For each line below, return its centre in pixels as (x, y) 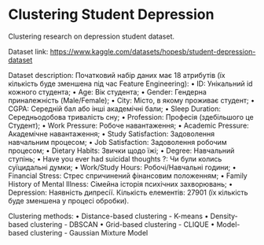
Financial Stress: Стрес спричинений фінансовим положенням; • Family (128, 176)
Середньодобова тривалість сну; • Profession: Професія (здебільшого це (131, 117)
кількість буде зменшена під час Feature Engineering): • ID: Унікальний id (130, 84)
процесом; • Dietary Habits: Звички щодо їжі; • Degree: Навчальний (121, 150)
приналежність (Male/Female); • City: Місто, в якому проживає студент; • (132, 100)
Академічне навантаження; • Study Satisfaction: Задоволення (112, 134)
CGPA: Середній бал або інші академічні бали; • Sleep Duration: (115, 109)
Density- (224, 216)
